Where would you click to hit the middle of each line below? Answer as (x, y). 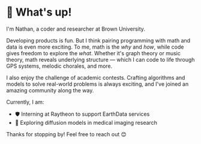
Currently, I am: (25, 102)
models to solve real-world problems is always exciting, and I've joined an (97, 84)
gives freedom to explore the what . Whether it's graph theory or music (94, 53)
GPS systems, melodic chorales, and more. (59, 66)
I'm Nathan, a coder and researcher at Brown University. (76, 29)
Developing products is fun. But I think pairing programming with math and (98, 40)
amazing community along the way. (50, 90)
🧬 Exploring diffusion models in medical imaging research (86, 122)
